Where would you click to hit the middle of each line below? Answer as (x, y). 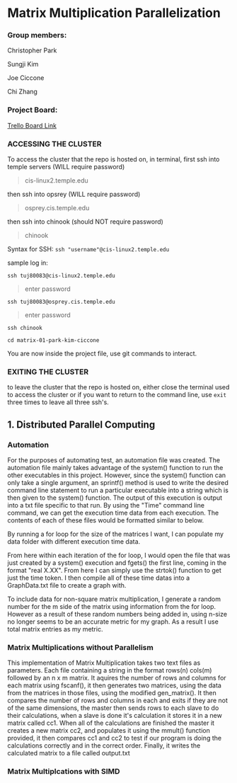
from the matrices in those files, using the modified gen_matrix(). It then (112, 693)
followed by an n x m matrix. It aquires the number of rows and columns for (117, 678)
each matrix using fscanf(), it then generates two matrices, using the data (114, 685)
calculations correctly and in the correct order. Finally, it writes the (104, 745)
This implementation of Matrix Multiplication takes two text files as (104, 663)
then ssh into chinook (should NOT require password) (86, 222)
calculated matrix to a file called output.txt (69, 753)
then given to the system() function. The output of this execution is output (115, 498)
